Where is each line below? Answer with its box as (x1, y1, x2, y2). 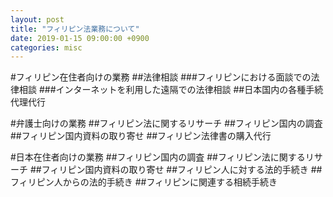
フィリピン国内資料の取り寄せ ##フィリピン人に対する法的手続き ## (41, 164, 323, 176)
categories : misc (10, 42, 83, 53)
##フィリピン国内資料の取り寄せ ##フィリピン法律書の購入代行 (10, 130, 272, 142)
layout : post (10, 14, 65, 25)
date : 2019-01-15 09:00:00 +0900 (10, 33, 150, 43)
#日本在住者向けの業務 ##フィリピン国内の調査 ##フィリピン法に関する (10, 151, 306, 163)
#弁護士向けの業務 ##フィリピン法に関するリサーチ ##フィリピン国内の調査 (10, 117, 323, 130)
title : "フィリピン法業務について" (10, 24, 140, 34)
